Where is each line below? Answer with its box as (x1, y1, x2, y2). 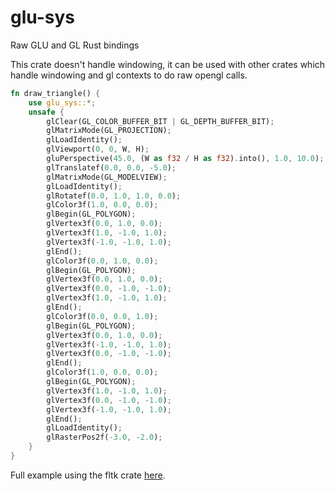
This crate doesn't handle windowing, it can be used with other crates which (10, 58, 326, 70)
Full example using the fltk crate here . (10, 469, 166, 481)
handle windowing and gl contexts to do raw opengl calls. (10, 69, 248, 81)
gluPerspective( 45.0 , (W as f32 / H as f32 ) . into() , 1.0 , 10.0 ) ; (46, 154, 325, 164)
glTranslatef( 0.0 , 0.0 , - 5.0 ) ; (46, 162, 177, 173)
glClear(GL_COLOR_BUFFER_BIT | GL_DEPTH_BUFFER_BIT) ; (46, 116, 275, 126)
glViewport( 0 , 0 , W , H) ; (46, 144, 150, 155)
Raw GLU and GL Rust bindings (10, 39, 140, 51)
